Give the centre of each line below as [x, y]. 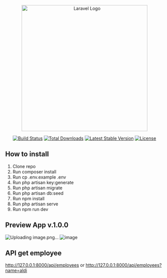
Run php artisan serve [35, 204]
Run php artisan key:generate [43, 182]
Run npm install [28, 198]
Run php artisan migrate [37, 188]
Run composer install [34, 172]
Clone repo [24, 166]
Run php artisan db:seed [38, 193]
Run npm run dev [30, 209]
